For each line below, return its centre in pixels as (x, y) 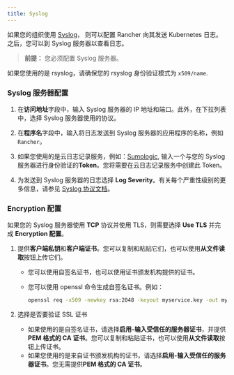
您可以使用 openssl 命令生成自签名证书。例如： (96, 287)
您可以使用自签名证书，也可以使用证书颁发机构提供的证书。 (113, 272)
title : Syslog (28, 14)
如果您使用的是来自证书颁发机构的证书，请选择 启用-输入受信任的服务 (127, 355)
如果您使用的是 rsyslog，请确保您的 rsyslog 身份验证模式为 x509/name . (108, 73)
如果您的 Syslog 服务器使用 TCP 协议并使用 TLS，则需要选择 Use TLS (107, 225)
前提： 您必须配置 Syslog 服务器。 (73, 58)
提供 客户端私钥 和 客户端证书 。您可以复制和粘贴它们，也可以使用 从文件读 (121, 249)
